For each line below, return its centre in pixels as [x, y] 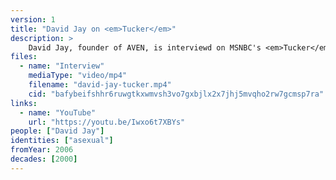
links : [24, 103]
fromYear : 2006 [42, 150]
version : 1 [33, 19]
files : [24, 57]
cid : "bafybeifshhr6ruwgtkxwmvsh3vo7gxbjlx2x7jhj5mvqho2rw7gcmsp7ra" [176, 94]
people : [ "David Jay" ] [57, 131]
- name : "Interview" [62, 66]
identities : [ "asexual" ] [62, 141]
